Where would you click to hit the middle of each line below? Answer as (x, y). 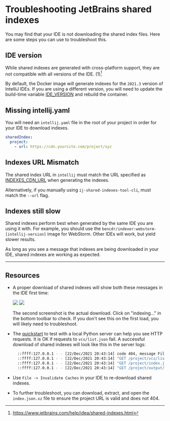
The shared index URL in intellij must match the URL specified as (75, 175)
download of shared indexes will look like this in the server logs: (79, 345)
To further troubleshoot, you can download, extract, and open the (81, 393)
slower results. (20, 240)
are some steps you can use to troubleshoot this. (56, 40)
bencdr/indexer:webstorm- (129, 229)
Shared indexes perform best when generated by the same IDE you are (79, 223)
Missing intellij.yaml (37, 110)
